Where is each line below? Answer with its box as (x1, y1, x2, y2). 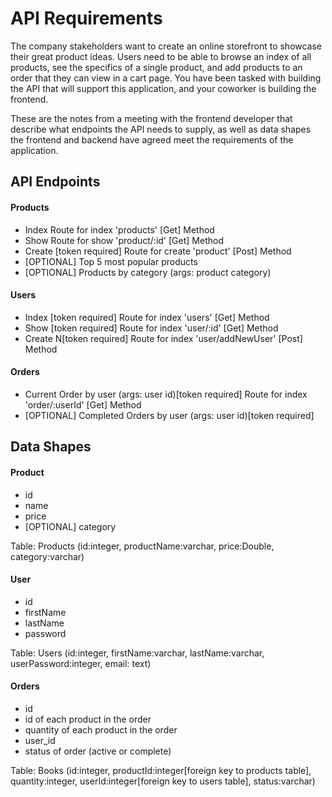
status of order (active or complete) (24, 745, 172, 757)
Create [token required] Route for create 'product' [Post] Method (24, 245, 292, 257)
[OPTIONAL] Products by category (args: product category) (24, 266, 272, 278)
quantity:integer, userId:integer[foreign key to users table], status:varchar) (10, 775, 316, 787)
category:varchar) (10, 550, 85, 562)
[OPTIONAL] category (24, 520, 117, 532)
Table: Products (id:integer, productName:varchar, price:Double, (10, 540, 275, 552)
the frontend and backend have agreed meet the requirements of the (10, 133, 294, 146)
